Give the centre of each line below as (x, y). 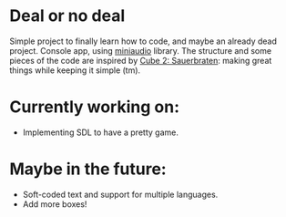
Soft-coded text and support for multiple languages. (120, 194)
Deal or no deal (67, 16)
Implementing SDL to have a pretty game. (101, 132)
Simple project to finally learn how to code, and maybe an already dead (143, 41)
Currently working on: (95, 107)
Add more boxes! (55, 204)
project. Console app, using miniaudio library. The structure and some (140, 50)
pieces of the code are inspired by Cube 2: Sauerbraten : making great (141, 60)
